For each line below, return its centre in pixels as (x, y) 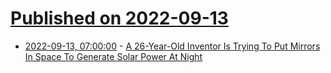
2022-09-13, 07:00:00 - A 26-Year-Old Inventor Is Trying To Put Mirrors (172, 46)
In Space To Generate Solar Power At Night (113, 56)
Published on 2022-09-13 (119, 18)
